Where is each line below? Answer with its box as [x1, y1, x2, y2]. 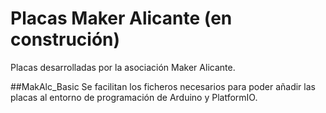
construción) [10, 28, 121, 51]
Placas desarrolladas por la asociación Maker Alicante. [10, 61, 236, 73]
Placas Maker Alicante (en [10, 7, 233, 30]
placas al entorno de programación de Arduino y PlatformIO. [10, 91, 258, 103]
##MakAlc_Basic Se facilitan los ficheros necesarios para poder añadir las [10, 80, 316, 92]
